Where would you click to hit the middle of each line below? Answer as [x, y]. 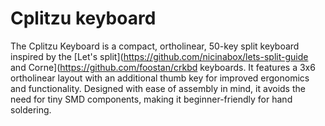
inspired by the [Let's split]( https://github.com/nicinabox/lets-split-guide [159, 56]
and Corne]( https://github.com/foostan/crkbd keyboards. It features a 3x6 [163, 67]
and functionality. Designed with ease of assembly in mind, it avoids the [158, 88]
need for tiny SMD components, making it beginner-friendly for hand [151, 99]
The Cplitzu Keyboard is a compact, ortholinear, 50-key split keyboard [155, 46]
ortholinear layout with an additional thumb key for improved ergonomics [160, 78]
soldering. [31, 109]
